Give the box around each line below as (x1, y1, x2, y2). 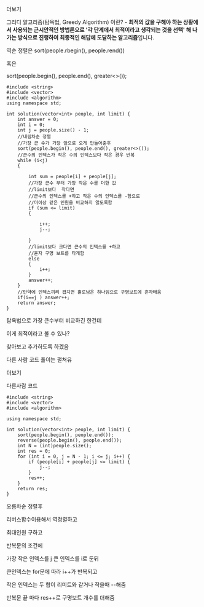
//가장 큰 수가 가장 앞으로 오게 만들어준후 (17, 140, 111, 146)
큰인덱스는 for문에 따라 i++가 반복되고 (6, 568, 98, 575)
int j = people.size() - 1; (17, 127, 89, 133)
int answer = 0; (17, 116, 60, 122)
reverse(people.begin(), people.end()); (17, 437, 122, 444)
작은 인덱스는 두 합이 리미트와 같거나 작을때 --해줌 (6, 581, 126, 588)
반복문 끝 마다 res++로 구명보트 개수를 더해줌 (6, 594, 115, 601)
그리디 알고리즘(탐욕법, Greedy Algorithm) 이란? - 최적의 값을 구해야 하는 (6, 18, 182, 26)
